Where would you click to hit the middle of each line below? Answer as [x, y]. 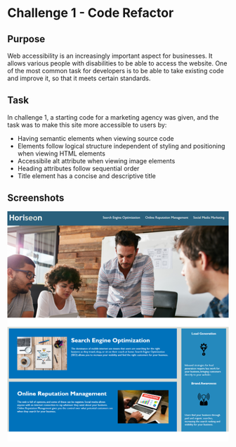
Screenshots [36, 198]
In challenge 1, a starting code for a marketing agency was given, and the [113, 117]
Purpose [26, 39]
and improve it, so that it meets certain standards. [79, 78]
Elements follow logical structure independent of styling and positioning [121, 146]
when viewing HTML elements [61, 153]
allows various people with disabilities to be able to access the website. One [117, 63]
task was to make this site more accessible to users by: [87, 125]
